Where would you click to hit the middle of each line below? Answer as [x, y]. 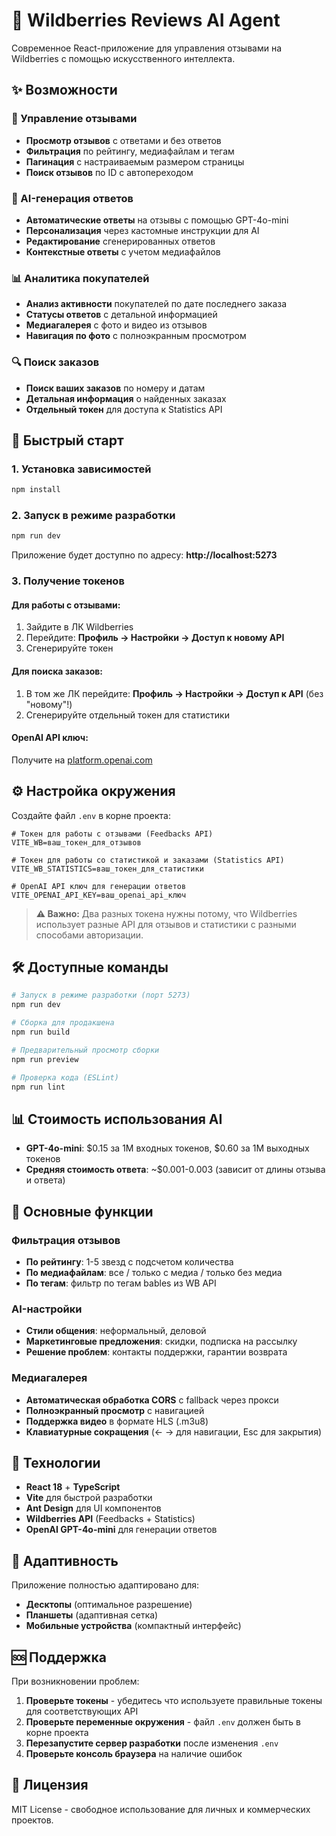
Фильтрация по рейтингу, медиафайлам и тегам [130, 151]
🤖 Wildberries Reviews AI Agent [146, 20]
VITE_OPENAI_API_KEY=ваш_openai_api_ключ [99, 895]
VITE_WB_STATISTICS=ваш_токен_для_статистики [107, 869]
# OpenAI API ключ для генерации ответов [99, 886]
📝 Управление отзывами [74, 119]
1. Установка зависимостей [81, 469]
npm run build [41, 1032]
